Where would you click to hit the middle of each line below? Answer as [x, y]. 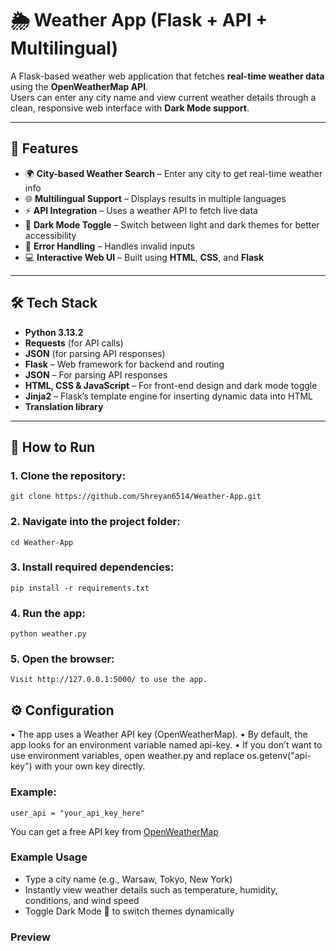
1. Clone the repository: [68, 475]
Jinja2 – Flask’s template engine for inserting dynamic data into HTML [169, 396]
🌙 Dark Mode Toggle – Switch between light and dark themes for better [172, 224]
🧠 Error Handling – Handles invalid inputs [110, 246]
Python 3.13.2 [54, 332]
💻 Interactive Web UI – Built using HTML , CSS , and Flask [144, 257]
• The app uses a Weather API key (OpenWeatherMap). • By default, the [159, 734]
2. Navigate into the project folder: [95, 522]
